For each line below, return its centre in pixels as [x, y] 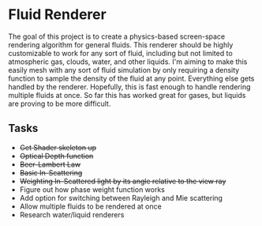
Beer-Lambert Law [50, 164]
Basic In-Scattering [51, 172]
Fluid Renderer [57, 15]
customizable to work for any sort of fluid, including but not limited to [120, 53]
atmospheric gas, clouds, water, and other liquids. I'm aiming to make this [128, 62]
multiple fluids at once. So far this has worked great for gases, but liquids [127, 95]
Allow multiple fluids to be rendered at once [90, 206]
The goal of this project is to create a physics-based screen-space [117, 36]
